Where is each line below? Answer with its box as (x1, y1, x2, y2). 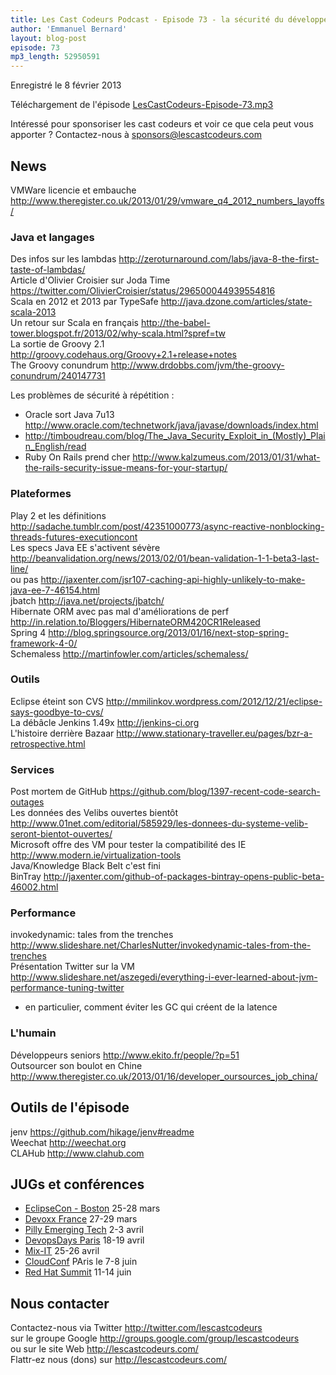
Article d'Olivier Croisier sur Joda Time (10, 274, 171, 286)
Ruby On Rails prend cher (24, 451, 131, 463)
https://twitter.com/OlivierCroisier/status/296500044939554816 (10, 285, 276, 297)
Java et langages (10, 230, 95, 244)
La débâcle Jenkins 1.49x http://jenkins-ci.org (10, 716, 200, 728)
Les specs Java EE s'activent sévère (10, 541, 161, 553)
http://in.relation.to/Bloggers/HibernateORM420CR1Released (10, 616, 261, 628)
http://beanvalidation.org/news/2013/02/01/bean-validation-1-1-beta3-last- (10, 552, 320, 564)
